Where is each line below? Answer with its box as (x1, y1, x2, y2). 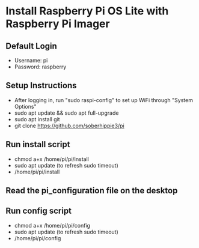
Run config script (5, 206, 72, 216)
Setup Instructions (5, 80, 77, 91)
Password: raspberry (14, 63, 67, 70)
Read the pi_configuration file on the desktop (5, 186, 178, 196)
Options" (14, 103, 37, 110)
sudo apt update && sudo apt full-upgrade (14, 109, 119, 116)
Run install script (5, 139, 70, 150)
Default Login (5, 41, 58, 51)
